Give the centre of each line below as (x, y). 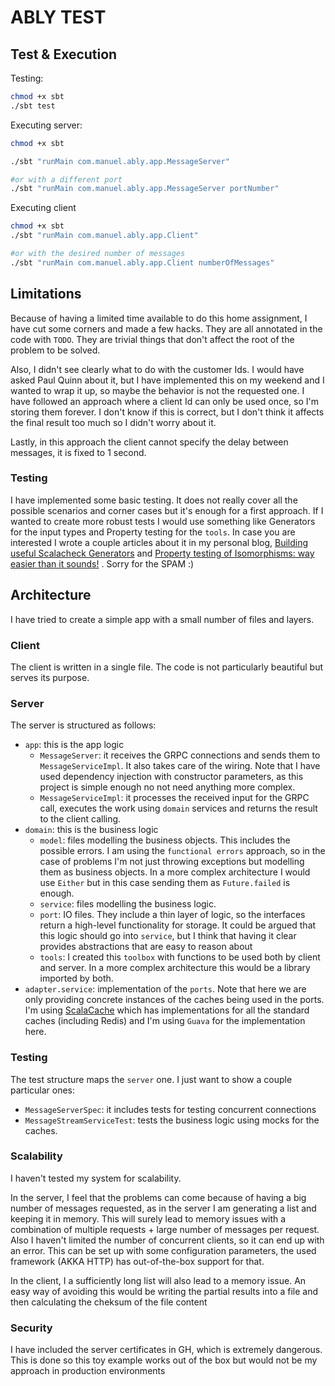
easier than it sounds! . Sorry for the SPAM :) (102, 563)
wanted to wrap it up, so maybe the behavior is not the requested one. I (157, 390)
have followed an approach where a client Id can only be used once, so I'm (165, 401)
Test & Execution (64, 54)
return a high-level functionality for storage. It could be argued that (178, 925)
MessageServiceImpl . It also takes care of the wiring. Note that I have (180, 766)
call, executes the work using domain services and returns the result (178, 808)
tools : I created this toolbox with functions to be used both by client (180, 957)
